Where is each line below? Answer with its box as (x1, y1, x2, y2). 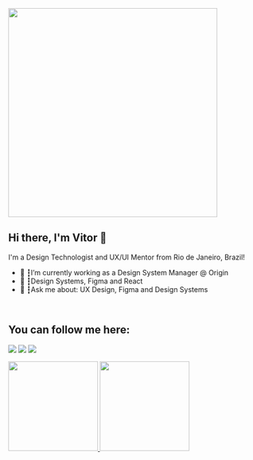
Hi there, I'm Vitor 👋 (8, 231, 107, 245)
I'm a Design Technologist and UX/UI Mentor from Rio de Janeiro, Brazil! (8, 252, 245, 262)
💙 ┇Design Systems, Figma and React (19, 276, 143, 286)
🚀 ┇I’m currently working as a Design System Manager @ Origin (19, 267, 229, 277)
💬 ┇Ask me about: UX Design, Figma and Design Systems (19, 284, 208, 294)
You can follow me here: (8, 323, 130, 337)
